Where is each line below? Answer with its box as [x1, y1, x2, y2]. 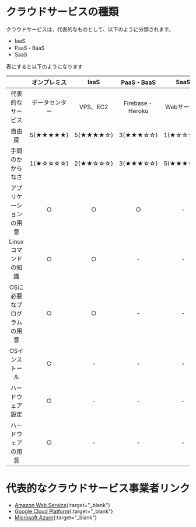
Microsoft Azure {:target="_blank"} [14, 514, 97, 521]
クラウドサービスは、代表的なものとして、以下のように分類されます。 [6, 26, 174, 33]
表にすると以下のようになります [6, 63, 83, 70]
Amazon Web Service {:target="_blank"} [14, 501, 111, 508]
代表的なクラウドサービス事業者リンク [6, 482, 191, 495]
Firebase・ [123, 99, 153, 107]
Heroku [128, 106, 149, 115]
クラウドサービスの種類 [6, 5, 119, 19]
